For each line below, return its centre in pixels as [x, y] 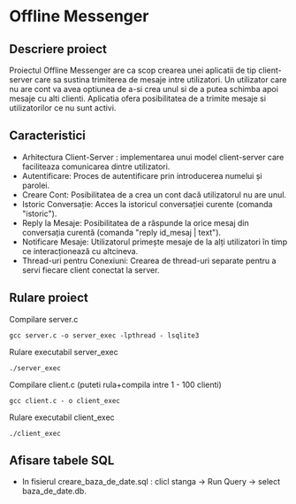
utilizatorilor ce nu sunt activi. [63, 108]
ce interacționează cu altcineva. [80, 251]
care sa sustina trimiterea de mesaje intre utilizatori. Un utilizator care [161, 80]
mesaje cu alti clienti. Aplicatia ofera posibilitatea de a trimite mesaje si [138, 98]
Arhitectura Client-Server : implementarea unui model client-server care [153, 157]
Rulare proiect [49, 298]
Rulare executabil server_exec [64, 352]
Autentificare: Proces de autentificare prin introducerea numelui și [142, 175]
